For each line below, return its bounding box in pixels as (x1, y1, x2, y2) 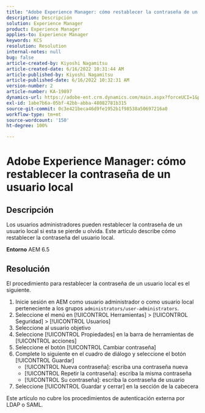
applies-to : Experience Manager (6, 32, 88, 38)
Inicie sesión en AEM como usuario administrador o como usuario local (15, 298, 194, 305)
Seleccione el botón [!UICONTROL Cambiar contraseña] (15, 343, 157, 351)
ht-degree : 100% (6, 123, 48, 129)
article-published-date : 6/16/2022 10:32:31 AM (6, 77, 130, 83)
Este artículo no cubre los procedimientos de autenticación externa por (6, 394, 185, 401)
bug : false (6, 54, 34, 61)
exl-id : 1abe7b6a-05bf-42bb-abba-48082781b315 (6, 100, 127, 106)
